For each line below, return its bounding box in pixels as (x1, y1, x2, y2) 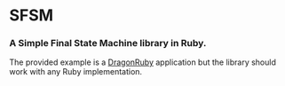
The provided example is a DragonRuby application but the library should (9, 57, 277, 67)
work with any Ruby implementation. (9, 66, 143, 77)
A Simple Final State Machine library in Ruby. (9, 37, 207, 50)
